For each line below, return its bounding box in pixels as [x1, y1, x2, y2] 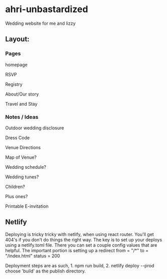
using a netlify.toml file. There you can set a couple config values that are [5, 242, 157, 248]
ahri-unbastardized [5, 4, 89, 15]
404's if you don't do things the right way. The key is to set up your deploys [5, 237, 162, 243]
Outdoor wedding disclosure [5, 125, 64, 131]
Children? [5, 183, 25, 190]
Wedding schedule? [5, 164, 46, 170]
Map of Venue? [5, 154, 37, 160]
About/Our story [5, 91, 39, 97]
